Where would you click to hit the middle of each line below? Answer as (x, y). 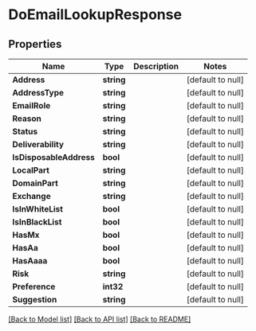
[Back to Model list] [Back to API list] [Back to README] (100, 319)
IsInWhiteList (38, 209)
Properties (35, 44)
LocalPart (31, 170)
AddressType (38, 93)
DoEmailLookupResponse (95, 15)
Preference (34, 286)
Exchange (32, 196)
